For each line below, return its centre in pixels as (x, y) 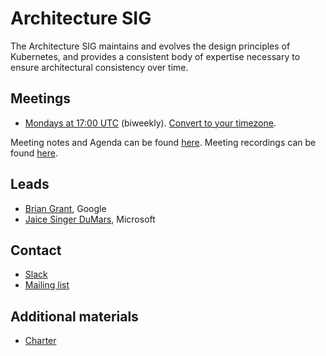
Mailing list (47, 285)
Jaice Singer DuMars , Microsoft (90, 219)
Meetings (41, 98)
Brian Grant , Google (65, 208)
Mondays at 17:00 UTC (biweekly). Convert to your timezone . (150, 123)
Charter (40, 341)
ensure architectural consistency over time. (99, 67)
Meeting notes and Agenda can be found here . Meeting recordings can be (163, 142)
